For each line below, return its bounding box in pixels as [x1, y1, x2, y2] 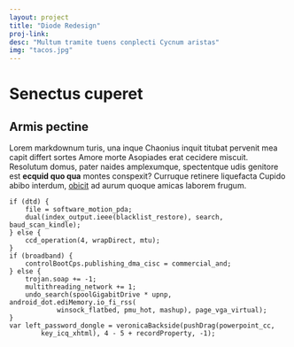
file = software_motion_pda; [25, 205, 133, 214]
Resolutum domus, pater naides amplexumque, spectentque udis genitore [9, 161, 279, 173]
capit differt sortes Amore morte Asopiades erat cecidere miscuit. [9, 152, 249, 163]
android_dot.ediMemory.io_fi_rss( [9, 298, 137, 307]
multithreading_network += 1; [25, 282, 137, 292]
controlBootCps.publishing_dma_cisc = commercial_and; [25, 259, 232, 268]
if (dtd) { [9, 197, 50, 206]
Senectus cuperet [9, 84, 143, 104]
